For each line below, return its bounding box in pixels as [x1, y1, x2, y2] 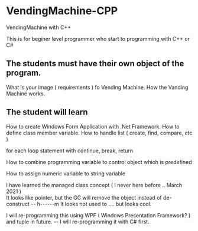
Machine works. [6, 90, 46, 97]
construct [6, 200, 30, 207]
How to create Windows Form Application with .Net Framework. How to [6, 123, 180, 130]
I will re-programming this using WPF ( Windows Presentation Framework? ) [6, 211, 191, 219]
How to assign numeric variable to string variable [6, 170, 126, 177]
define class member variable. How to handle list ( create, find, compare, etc [6, 129, 193, 136]
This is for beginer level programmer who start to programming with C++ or [6, 35, 190, 42]
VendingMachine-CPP [6, 4, 118, 18]
